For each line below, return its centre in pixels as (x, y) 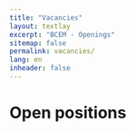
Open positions (68, 113)
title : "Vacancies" (46, 18)
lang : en (26, 60)
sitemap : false (38, 43)
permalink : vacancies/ (52, 51)
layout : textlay (40, 26)
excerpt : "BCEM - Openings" (63, 34)
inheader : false (40, 69)
